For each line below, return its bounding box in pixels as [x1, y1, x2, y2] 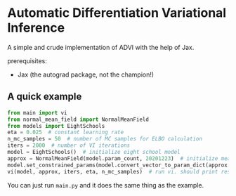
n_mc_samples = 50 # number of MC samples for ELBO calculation [7, 136, 202, 143]
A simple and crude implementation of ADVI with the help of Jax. [7, 43, 195, 51]
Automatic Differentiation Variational [7, 5, 227, 21]
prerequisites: [7, 56, 48, 65]
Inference [7, 20, 65, 36]
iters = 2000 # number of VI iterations [7, 142, 131, 149]
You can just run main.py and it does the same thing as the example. [7, 181, 204, 189]
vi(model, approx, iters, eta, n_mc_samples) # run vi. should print [7, 168, 218, 175]
